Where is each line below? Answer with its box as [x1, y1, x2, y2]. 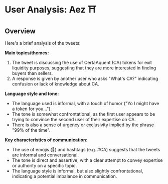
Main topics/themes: [5, 50, 49, 56]
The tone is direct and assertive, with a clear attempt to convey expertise [12, 157, 163, 163]
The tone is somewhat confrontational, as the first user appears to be [12, 111, 155, 117]
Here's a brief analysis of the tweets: [5, 40, 81, 46]
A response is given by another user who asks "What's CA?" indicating [12, 75, 158, 81]
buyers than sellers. [12, 70, 53, 76]
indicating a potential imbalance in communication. [12, 173, 117, 179]
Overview [5, 27, 36, 35]
